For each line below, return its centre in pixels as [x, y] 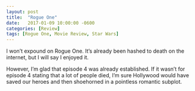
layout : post [22, 12]
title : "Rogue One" [32, 17]
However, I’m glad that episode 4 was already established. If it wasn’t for [96, 69]
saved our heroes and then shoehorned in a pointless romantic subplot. [94, 82]
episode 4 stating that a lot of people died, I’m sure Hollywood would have [98, 75]
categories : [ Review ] [33, 28]
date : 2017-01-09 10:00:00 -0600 [51, 23]
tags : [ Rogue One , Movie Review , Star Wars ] [63, 34]
